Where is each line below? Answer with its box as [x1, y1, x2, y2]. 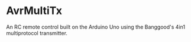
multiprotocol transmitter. [6, 29, 68, 36]
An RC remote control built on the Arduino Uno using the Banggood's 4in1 [6, 23, 185, 30]
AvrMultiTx [6, 4, 63, 17]
